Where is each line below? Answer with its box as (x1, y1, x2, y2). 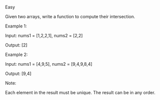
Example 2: (5, 51, 28, 57)
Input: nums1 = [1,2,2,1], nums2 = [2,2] (5, 33, 83, 38)
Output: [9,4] (5, 71, 32, 76)
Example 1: (5, 23, 27, 29)
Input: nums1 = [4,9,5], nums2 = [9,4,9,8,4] (5, 61, 93, 67)
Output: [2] (5, 42, 28, 48)
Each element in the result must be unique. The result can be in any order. (5, 90, 156, 95)
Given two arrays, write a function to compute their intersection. (5, 14, 135, 19)
